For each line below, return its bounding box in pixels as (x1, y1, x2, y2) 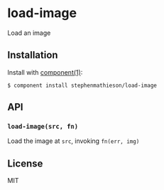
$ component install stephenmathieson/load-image (7, 82, 158, 89)
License (7, 157, 43, 169)
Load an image (7, 28, 51, 37)
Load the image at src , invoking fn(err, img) (7, 137, 140, 145)
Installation (7, 49, 58, 61)
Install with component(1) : (7, 68, 83, 76)
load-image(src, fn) (7, 122, 79, 131)
